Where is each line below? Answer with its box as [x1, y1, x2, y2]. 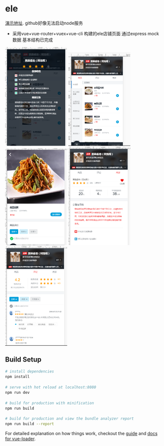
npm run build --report [5, 422, 55, 427]
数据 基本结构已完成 [12, 37, 53, 43]
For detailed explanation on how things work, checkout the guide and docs [5, 431, 158, 437]
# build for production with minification [5, 400, 94, 405]
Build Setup [5, 356, 42, 364]
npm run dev [5, 390, 30, 395]
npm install [5, 374, 30, 379]
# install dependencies [5, 369, 55, 374]
